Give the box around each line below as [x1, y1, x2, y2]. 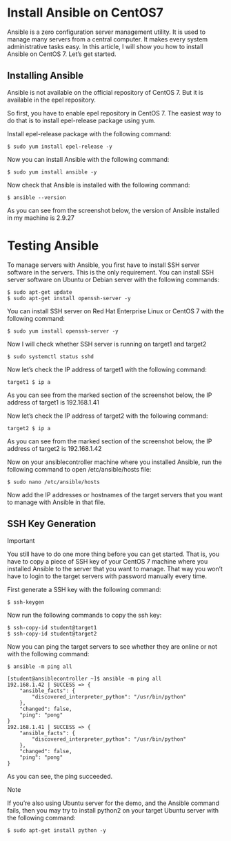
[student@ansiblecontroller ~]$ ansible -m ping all [7, 675, 162, 682]
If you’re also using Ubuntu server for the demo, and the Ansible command [7, 799, 219, 807]
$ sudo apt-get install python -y [7, 826, 107, 834]
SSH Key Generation [7, 518, 97, 530]
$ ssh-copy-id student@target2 [7, 630, 97, 637]
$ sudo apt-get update [7, 288, 72, 295]
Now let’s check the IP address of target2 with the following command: [7, 412, 208, 420]
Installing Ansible [7, 70, 84, 82]
